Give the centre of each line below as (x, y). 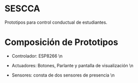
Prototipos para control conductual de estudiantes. (56, 22)
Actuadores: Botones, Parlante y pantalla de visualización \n (72, 65)
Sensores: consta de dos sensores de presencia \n (63, 75)
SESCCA (22, 9)
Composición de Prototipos (61, 42)
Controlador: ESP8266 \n (37, 56)
